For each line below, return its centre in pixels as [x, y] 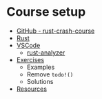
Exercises [30, 59]
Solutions [40, 81]
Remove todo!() [50, 74]
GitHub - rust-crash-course [55, 31]
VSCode [28, 45]
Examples [41, 67]
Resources [32, 89]
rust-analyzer [46, 53]
